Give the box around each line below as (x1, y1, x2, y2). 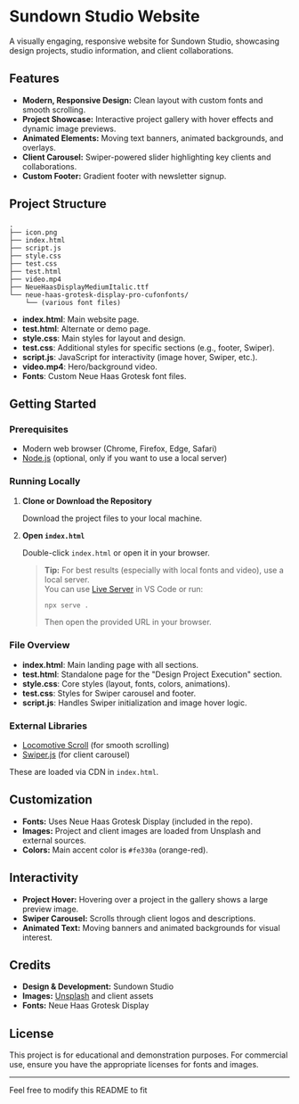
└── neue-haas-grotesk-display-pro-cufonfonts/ (9, 290, 190, 300)
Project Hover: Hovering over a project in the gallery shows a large (21, 894, 269, 904)
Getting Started (9, 396, 97, 411)
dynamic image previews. (21, 123, 117, 134)
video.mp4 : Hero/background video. (21, 361, 158, 372)
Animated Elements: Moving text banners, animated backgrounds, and (21, 132, 284, 144)
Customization (9, 792, 93, 808)
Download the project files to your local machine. (21, 513, 203, 523)
